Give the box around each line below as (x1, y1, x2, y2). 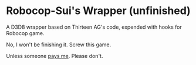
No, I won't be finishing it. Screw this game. (6, 41, 111, 48)
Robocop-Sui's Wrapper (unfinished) (6, 4, 191, 18)
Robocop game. (6, 29, 45, 36)
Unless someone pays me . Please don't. (6, 52, 103, 59)
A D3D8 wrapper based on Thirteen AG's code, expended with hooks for (6, 23, 182, 30)
